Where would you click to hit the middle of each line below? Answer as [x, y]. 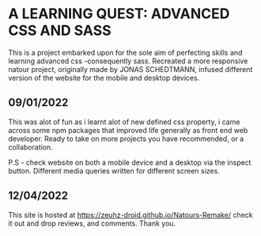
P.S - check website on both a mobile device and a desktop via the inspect [130, 162]
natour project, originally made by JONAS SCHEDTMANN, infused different [130, 69]
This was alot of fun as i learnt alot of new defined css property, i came [124, 122]
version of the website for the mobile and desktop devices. [104, 78]
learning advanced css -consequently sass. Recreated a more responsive [128, 61]
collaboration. [30, 147]
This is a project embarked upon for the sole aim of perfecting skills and [125, 52]
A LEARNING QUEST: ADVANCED [119, 14]
